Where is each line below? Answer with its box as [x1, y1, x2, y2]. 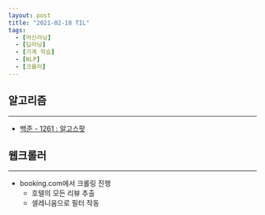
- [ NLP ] [15, 56, 41, 64]
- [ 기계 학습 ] [15, 48, 55, 56]
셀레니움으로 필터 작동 [31, 198, 100, 208]
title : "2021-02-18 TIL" [8, 19, 90, 27]
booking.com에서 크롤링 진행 [19, 179, 111, 188]
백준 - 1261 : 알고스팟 [19, 124, 85, 133]
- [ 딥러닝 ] [15, 41, 46, 49]
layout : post [8, 11, 51, 20]
